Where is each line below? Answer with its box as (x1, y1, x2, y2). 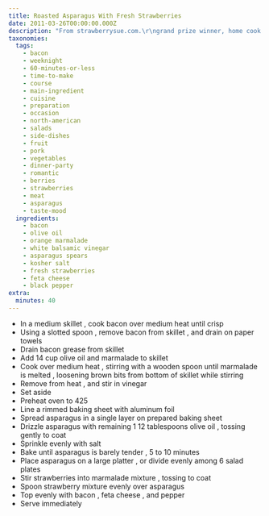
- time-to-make (23, 72, 74, 80)
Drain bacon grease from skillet (19, 344, 125, 354)
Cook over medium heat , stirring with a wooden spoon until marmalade (19, 361, 258, 371)
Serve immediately (19, 498, 82, 508)
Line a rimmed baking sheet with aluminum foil (19, 404, 175, 414)
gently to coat (19, 430, 67, 439)
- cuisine (23, 94, 56, 102)
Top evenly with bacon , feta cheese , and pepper (19, 489, 185, 500)
